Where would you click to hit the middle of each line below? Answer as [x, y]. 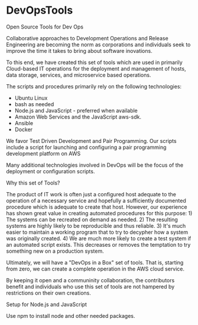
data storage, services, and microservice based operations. [79, 75]
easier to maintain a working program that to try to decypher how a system [97, 232]
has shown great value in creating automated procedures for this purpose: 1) [99, 213]
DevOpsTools [40, 10]
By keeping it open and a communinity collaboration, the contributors [90, 280]
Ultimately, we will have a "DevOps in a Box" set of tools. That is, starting [95, 262]
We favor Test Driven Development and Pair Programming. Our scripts [91, 141]
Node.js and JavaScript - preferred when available [76, 110]
